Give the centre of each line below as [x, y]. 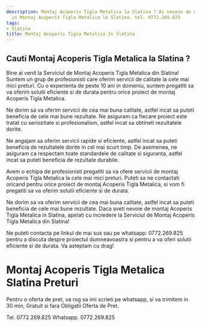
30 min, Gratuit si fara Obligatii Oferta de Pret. [63, 305]
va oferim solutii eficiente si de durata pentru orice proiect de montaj [91, 92]
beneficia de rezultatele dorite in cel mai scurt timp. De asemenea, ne [92, 147]
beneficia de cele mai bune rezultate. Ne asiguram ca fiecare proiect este [97, 116]
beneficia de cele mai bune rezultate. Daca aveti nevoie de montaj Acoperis [99, 208]
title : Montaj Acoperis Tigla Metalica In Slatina [71, 34]
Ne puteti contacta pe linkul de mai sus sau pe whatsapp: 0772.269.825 [95, 233]
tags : [13, 23]
